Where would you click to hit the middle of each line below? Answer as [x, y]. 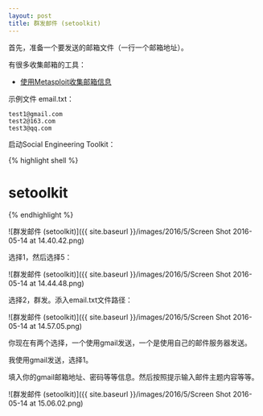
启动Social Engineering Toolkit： [62, 144]
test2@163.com [32, 121]
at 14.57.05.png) [56, 327]
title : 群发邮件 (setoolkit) [55, 23]
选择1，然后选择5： [40, 257]
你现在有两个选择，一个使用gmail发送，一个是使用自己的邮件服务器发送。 [130, 343]
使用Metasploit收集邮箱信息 [66, 81]
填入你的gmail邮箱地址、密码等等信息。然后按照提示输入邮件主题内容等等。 [134, 377]
